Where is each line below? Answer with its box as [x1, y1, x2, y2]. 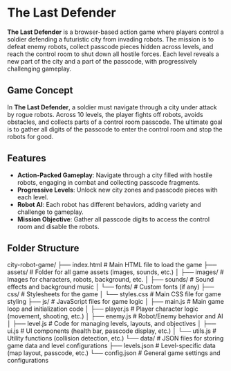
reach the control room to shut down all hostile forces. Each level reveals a [7, 50, 219, 58]
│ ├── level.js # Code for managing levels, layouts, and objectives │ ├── [7, 320, 216, 328]
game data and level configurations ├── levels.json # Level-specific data [7, 341, 216, 350]
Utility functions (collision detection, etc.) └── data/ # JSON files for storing [7, 334, 224, 343]
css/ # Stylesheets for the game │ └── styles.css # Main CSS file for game [7, 290, 221, 298]
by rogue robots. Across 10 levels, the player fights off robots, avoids [7, 110, 203, 118]
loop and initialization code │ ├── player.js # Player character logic [7, 305, 198, 313]
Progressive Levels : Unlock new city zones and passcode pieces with [17, 185, 218, 194]
